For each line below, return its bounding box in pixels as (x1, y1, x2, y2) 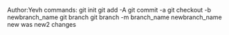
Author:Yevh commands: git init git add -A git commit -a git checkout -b (7, 6, 212, 14)
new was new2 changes (7, 21, 76, 28)
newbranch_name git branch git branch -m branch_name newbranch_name (7, 13, 223, 21)
